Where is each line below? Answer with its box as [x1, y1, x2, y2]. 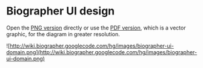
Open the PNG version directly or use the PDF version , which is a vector [6, 24, 186, 31]
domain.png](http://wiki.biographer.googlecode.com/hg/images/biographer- [6, 48, 198, 55]
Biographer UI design [6, 4, 115, 18]
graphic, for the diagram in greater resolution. [6, 30, 120, 37]
